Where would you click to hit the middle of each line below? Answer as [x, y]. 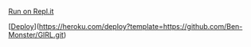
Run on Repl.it [31, 11]
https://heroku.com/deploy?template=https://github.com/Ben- [141, 26]
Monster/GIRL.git [36, 35]
